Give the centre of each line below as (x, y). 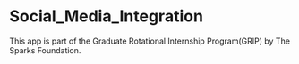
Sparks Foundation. (45, 50)
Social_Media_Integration (107, 16)
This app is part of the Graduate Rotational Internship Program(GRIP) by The (150, 41)
